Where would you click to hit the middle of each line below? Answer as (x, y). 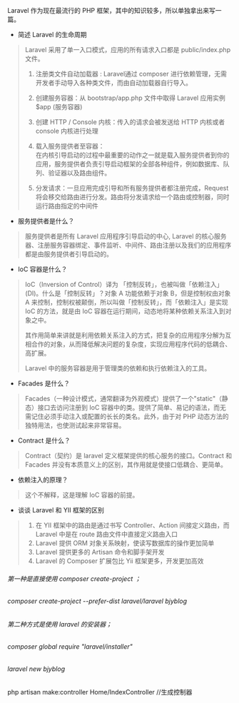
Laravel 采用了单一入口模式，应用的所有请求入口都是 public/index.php (127, 50)
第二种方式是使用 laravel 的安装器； (60, 624)
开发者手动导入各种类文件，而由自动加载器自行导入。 (114, 83)
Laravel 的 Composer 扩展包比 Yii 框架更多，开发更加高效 (119, 561)
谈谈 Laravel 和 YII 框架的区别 (61, 510)
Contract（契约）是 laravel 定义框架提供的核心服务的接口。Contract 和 (128, 456)
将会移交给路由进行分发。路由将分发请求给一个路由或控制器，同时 (132, 197)
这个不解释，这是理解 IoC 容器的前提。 (82, 495)
